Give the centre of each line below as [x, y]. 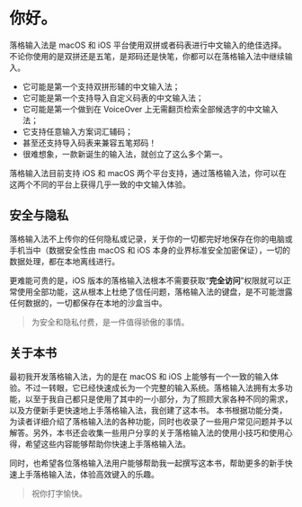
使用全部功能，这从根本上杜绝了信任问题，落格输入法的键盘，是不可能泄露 [155, 291]
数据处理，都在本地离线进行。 [64, 261]
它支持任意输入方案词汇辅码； [77, 131]
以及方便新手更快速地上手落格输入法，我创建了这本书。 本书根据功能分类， [148, 410]
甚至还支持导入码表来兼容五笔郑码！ [89, 142]
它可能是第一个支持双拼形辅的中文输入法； [101, 86]
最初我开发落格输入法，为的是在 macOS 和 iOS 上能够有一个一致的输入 [140, 376]
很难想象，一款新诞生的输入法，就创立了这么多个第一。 [124, 154]
